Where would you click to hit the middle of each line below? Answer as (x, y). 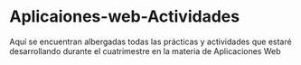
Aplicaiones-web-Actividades (125, 17)
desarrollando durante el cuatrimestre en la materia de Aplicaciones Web (145, 51)
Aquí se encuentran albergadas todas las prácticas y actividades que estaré (150, 42)
